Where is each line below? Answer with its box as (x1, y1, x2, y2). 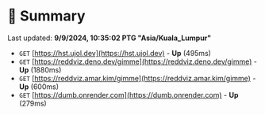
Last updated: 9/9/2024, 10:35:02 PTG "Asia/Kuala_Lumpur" (7, 33, 212, 43)
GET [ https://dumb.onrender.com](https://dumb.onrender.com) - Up (18, 90, 239, 99)
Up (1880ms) (18, 65, 62, 74)
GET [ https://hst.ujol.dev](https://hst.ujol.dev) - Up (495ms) (18, 48, 212, 57)
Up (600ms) (18, 82, 60, 91)
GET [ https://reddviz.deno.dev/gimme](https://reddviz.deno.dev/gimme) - (18, 57, 258, 66)
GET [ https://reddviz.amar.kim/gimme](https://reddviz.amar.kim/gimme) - (18, 73, 256, 83)
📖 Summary (7, 7, 86, 25)
